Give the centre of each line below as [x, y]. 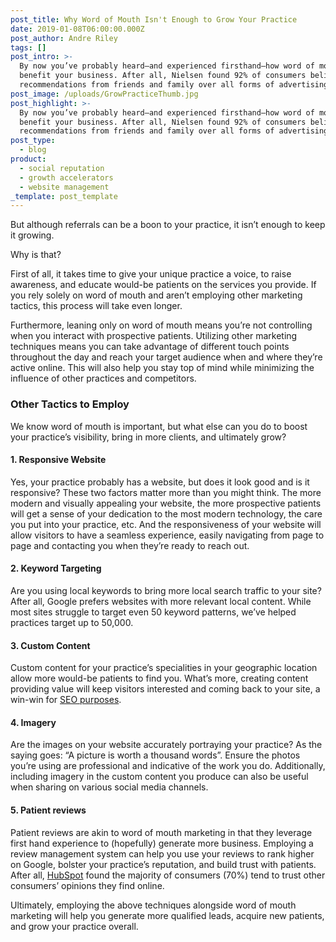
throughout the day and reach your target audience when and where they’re [166, 357]
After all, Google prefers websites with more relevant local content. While [161, 601]
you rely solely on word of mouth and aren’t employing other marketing [156, 295]
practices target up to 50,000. [72, 622]
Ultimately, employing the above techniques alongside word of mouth [153, 905]
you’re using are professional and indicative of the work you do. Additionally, [168, 766]
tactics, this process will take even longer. [96, 306]
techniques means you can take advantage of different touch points [150, 347]
